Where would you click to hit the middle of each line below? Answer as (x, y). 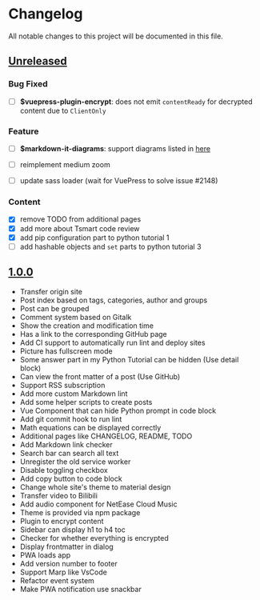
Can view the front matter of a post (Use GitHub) (100, 376)
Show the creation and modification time (87, 326)
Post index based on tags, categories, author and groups (114, 300)
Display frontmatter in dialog (66, 546)
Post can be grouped (54, 308)
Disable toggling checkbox (64, 470)
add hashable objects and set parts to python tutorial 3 (110, 246)
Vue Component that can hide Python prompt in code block (118, 410)
